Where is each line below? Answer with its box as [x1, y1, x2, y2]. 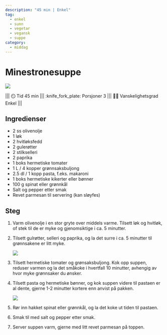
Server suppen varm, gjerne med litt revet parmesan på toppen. [12, 324, 145, 330]
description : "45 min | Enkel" [5, 7, 71, 13]
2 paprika [12, 154, 33, 161]
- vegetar [10, 26, 30, 31]
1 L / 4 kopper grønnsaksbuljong [12, 165, 79, 172]
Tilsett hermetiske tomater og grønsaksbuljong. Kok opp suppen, [12, 260, 147, 266]
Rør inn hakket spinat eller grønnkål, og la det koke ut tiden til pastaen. [12, 305, 158, 311]
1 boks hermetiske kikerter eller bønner [12, 176, 94, 182]
